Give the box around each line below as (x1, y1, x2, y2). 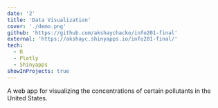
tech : (7, 42, 23, 49)
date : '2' (7, 10, 36, 17)
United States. (7, 94, 48, 102)
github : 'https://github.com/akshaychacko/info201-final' (7, 29, 178, 36)
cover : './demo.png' (7, 23, 67, 30)
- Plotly (13, 55, 39, 62)
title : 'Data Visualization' (7, 17, 91, 23)
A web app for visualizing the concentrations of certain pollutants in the (7, 87, 211, 95)
